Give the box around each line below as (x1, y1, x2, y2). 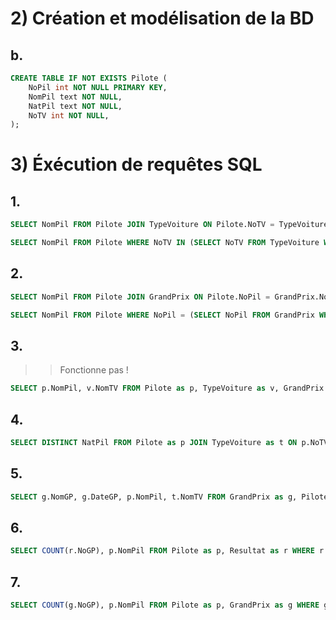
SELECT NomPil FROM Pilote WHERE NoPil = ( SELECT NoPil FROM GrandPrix (10, 310, 315, 320)
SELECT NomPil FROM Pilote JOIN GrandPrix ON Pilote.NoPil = (10, 292, 271, 302)
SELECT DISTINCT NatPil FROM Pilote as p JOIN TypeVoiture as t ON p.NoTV (10, 438, 329, 448)
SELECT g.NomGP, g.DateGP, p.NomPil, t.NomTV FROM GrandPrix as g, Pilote (10, 492, 329, 502)
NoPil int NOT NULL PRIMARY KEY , (28, 82, 168, 92)
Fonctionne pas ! (59, 364, 129, 376)
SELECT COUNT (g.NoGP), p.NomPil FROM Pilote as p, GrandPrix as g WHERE (10, 600, 320, 611)
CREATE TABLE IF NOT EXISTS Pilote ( (10, 73, 168, 83)
